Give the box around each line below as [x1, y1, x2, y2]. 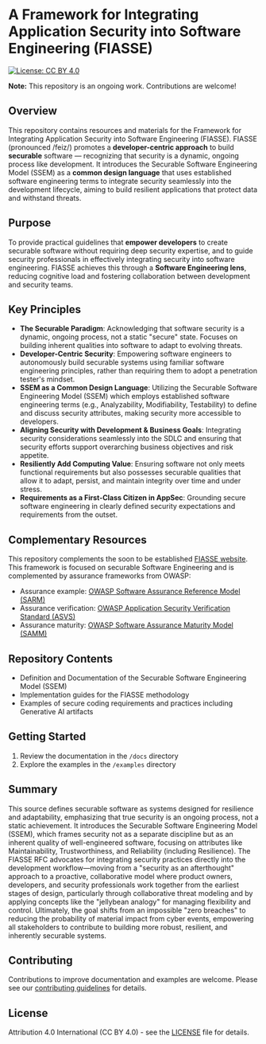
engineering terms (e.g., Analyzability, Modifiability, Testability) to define [19, 400, 257, 409]
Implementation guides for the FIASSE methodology [19, 690, 190, 699]
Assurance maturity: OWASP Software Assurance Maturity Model [19, 620, 234, 630]
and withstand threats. [8, 193, 82, 202]
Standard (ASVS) [19, 612, 76, 622]
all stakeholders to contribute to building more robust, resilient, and [8, 922, 228, 932]
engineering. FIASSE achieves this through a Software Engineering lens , [8, 263, 247, 272]
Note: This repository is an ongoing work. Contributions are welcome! [8, 81, 237, 91]
